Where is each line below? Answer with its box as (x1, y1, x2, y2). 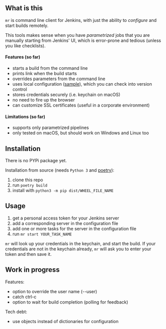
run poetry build (12, 182, 48, 188)
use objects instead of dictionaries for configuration (12, 318, 119, 324)
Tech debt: (5, 309, 27, 315)
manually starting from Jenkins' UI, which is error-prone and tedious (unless (5, 37, 162, 43)
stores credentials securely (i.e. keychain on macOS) (12, 92, 121, 98)
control (12, 87, 27, 93)
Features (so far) (5, 54, 41, 60)
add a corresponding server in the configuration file (12, 220, 118, 226)
